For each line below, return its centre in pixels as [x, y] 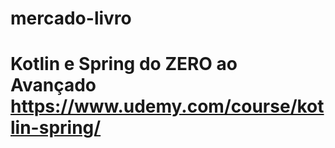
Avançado [53, 85]
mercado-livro [71, 18]
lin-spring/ [56, 128]
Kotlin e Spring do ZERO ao [124, 64]
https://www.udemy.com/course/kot [167, 106]
